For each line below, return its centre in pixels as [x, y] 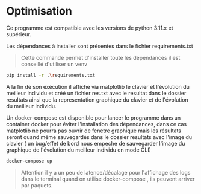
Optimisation [39, 11]
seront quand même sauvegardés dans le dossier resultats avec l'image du [99, 137]
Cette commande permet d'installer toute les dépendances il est [100, 57]
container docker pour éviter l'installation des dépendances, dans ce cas [97, 124]
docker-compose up [29, 161]
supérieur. [19, 34]
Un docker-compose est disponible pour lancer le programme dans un [94, 118]
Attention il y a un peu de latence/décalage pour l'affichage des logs [106, 172]
